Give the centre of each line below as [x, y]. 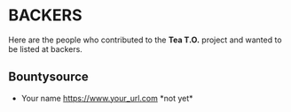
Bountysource [49, 77]
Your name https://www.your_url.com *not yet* [107, 98]
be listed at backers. [46, 49]
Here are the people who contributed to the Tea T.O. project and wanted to [145, 40]
